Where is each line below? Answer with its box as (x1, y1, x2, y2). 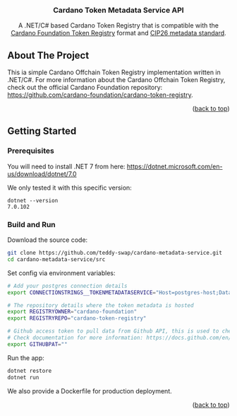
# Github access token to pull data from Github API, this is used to (7, 328, 219, 335)
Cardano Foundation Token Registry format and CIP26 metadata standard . (10, 29, 227, 37)
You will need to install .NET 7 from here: (7, 162, 126, 171)
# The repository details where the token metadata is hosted (7, 301, 194, 309)
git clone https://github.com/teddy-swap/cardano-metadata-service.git (7, 250, 222, 257)
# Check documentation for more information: (7, 335, 143, 342)
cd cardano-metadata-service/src (7, 255, 106, 263)
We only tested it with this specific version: (7, 183, 132, 192)
